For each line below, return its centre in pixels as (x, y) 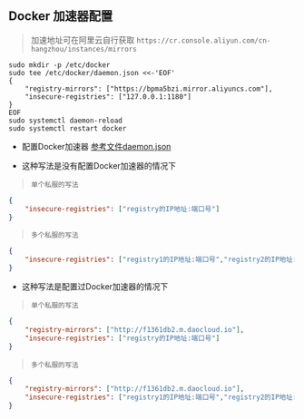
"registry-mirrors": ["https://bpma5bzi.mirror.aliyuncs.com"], (149, 89)
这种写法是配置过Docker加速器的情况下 (95, 287)
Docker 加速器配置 (61, 16)
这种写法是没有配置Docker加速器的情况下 (99, 165)
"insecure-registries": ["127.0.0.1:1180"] (108, 97)
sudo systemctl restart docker (68, 128)
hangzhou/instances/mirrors (83, 49)
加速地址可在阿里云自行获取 (83, 40)
